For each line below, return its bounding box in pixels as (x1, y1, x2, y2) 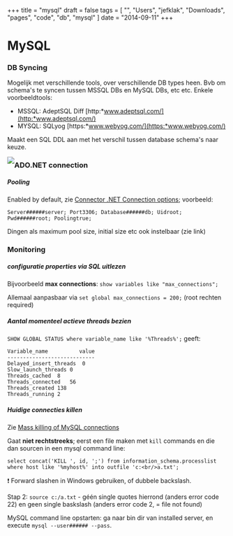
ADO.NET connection (14, 160, 89, 170)
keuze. (7, 143, 27, 151)
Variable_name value (7, 348, 96, 355)
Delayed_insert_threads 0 (7, 360, 86, 367)
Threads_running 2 (7, 391, 61, 398)
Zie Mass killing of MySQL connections (7, 423, 120, 432)
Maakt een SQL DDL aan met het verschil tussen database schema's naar (7, 136, 218, 144)
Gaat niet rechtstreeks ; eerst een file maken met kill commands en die (7, 437, 215, 445)
